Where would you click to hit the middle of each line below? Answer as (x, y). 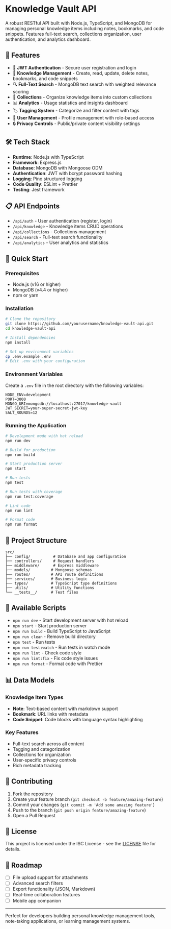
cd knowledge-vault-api (31, 329)
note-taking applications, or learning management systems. (68, 921)
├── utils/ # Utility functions (50, 588)
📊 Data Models (30, 680)
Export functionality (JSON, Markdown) (54, 889)
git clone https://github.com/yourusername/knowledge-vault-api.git (79, 324)
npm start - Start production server (50, 625)
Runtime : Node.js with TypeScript (48, 157)
